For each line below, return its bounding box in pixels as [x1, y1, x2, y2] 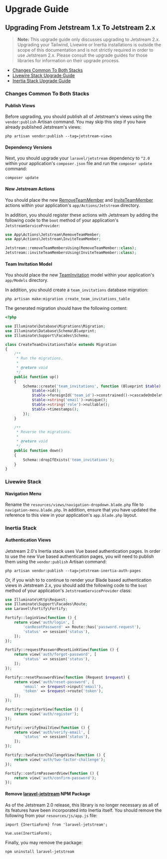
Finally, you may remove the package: [5, 839, 83, 846]
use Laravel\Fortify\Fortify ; [5, 606, 68, 611]
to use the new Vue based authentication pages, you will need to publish [5, 553, 154, 559]
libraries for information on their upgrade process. [17, 58, 120, 63]
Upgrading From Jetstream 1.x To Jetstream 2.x [5, 23, 156, 32]
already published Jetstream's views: [5, 124, 82, 130]
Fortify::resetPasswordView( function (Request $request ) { [5, 675, 130, 680]
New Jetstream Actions [5, 185, 55, 192]
